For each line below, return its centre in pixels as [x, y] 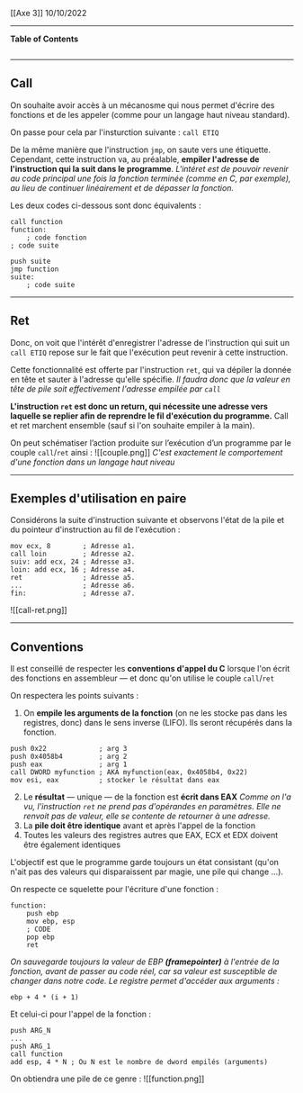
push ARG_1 [31, 1047]
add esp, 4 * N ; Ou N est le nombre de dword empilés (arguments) [139, 1062]
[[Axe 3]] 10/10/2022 [49, 13]
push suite [31, 261]
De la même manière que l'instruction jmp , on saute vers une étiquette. [141, 149]
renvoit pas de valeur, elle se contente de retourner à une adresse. [147, 816]
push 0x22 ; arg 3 [69, 749]
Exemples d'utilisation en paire [98, 499]
